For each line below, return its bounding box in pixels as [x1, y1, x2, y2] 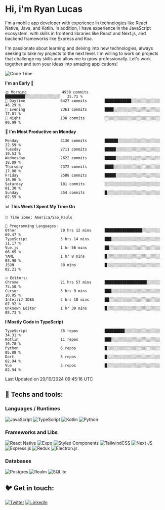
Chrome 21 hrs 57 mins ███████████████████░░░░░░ [5, 279, 161, 285]
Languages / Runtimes [5, 405, 60, 412]
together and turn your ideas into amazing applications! [5, 61, 118, 67]
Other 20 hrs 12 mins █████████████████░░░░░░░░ [5, 228, 161, 233]
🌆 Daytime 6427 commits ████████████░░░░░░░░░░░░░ [5, 98, 161, 103]
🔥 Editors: [5, 276, 28, 280]
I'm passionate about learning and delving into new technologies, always [5, 45, 153, 51]
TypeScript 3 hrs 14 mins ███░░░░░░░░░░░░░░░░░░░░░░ [5, 236, 161, 241]
